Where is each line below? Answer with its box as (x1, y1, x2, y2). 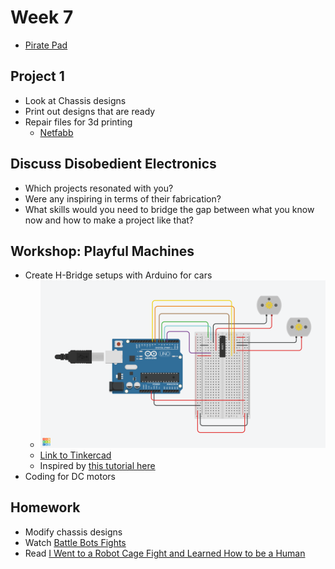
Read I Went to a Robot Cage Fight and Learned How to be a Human (24, 547, 306, 559)
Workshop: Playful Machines (10, 242, 195, 260)
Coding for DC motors (24, 470, 116, 482)
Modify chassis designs (24, 526, 123, 538)
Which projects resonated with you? (24, 182, 174, 194)
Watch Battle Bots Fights (24, 536, 127, 548)
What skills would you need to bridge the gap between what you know (24, 203, 315, 215)
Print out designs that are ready (24, 105, 156, 117)
